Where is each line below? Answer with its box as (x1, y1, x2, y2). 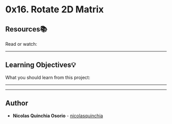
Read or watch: (5, 41, 37, 47)
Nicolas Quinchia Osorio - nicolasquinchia (12, 112, 103, 119)
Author (5, 99, 28, 108)
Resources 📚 (5, 25, 48, 33)
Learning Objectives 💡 (5, 61, 76, 69)
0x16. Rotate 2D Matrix (5, 4, 104, 15)
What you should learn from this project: (5, 74, 91, 80)
